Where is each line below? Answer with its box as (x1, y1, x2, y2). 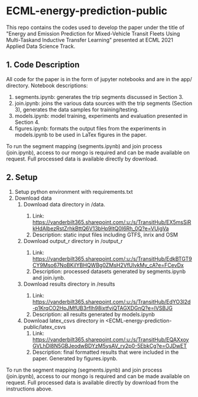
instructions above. (6, 385, 53, 392)
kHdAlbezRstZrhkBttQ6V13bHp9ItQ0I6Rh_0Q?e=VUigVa (32, 225, 170, 232)
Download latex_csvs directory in (23, 317, 105, 324)
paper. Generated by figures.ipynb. (32, 354, 118, 362)
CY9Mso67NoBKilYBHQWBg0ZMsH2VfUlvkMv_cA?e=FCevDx (32, 261, 184, 268)
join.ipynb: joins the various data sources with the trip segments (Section (14, 100, 193, 107)
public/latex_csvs (23, 323, 66, 330)
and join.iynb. (32, 274, 66, 281)
